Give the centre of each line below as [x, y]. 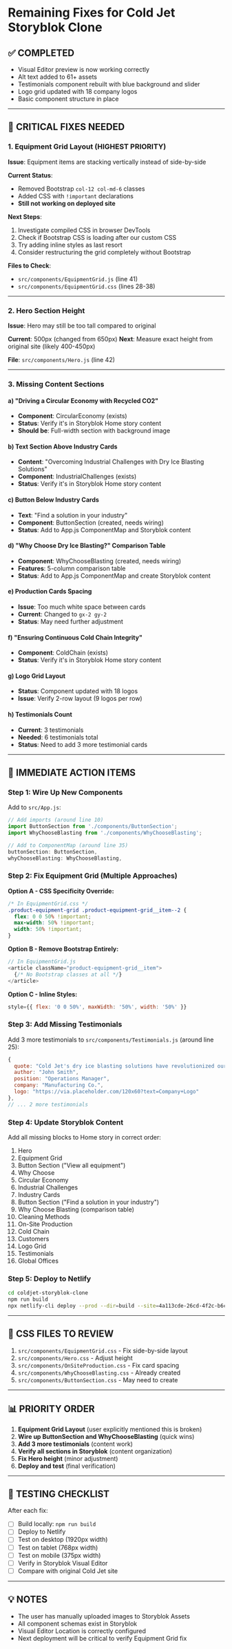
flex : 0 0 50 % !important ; [53, 916]
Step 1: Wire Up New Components [65, 792]
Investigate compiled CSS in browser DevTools [84, 230]
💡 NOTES [28, 1600]
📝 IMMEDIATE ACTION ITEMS [72, 772]
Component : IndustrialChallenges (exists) [77, 477]
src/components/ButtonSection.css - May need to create [98, 1379]
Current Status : [30, 175]
